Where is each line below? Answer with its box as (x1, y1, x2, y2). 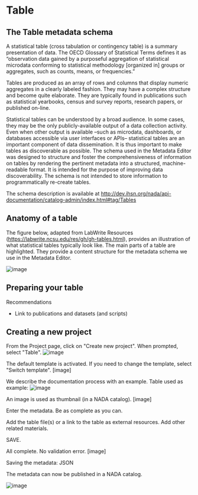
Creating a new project (6, 327, 92, 337)
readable (6, 166, 28, 173)
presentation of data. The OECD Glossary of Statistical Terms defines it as (6, 49, 187, 56)
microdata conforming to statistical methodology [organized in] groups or (6, 61, 185, 69)
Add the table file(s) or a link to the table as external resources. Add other (6, 419, 186, 426)
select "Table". (6, 349, 42, 356)
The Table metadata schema (6, 27, 113, 37)
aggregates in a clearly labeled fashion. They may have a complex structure (6, 86, 191, 92)
